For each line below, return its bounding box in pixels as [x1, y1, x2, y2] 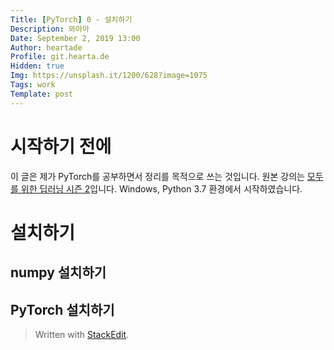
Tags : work [10, 80, 56, 90]
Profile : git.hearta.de [10, 52, 110, 62]
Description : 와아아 [10, 24, 90, 34]
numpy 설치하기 [10, 264, 107, 281]
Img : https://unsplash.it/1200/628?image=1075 [10, 71, 208, 81]
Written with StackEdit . [34, 328, 130, 340]
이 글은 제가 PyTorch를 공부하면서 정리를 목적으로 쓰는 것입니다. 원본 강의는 [10, 170, 305, 182]
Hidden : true [10, 61, 65, 71]
